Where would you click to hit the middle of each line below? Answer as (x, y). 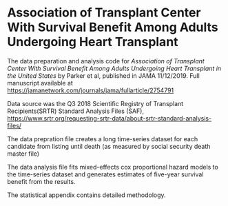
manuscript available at (40, 83)
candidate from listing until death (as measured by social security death (109, 146)
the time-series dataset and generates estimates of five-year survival (105, 174)
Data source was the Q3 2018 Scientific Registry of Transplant (95, 103)
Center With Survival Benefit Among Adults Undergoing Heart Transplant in (114, 68)
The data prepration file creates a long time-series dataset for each (103, 138)
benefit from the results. (41, 181)
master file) (23, 154)
